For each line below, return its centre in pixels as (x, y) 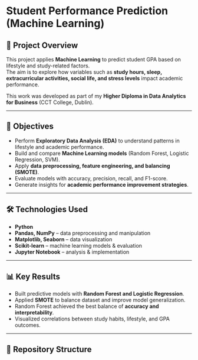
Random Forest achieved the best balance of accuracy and (87, 306)
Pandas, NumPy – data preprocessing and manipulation (82, 233)
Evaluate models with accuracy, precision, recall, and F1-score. (91, 178)
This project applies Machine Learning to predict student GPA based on (94, 59)
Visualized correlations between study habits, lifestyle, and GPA (92, 319)
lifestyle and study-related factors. (48, 66)
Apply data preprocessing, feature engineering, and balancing (92, 166)
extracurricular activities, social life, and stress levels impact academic (95, 78)
